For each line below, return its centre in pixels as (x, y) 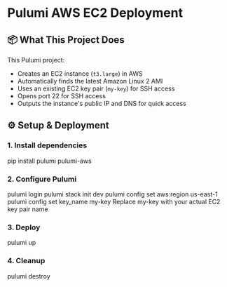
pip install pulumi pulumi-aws (50, 161)
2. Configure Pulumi (42, 179)
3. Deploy (24, 227)
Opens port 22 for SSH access (62, 96)
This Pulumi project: (36, 60)
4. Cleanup (26, 261)
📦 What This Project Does (66, 40)
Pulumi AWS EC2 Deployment (95, 13)
